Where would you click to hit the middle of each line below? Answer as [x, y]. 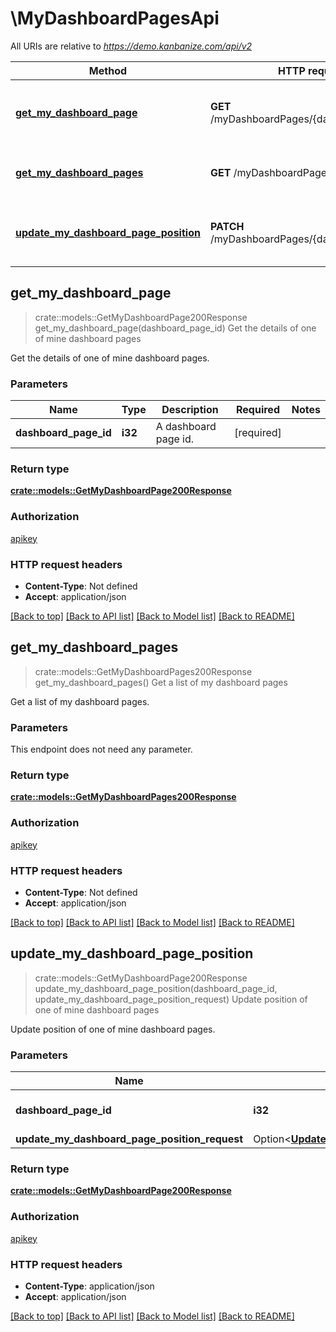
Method [108, 70]
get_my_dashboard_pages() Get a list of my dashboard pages [161, 682]
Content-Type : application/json [89, 1286]
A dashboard [186, 427]
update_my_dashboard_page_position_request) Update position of [171, 999]
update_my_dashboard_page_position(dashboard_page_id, [156, 988]
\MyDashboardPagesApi [115, 18]
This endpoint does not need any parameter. [101, 749]
